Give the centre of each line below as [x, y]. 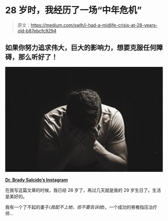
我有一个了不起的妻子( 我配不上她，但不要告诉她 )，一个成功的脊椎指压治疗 [81, 207]
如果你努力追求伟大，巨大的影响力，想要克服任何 [81, 48]
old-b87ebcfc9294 [37, 31]
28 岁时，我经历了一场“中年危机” [73, 10]
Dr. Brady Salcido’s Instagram [36, 180]
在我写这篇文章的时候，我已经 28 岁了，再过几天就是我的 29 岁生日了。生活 [83, 190]
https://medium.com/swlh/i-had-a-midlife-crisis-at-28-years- [94, 25]
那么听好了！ [38, 57]
